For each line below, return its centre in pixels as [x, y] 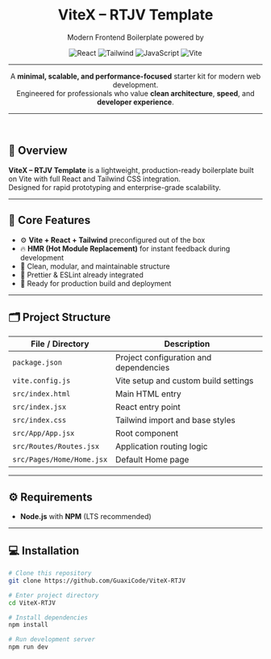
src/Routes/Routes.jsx [56, 447]
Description [187, 344]
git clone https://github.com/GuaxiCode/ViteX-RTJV [97, 581]
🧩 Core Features [50, 220]
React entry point [148, 408]
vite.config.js [42, 381]
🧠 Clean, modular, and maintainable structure [95, 266]
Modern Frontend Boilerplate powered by [135, 37]
